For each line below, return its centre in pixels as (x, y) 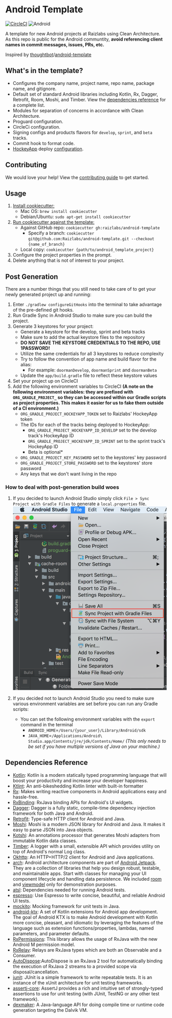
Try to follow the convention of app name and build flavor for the (88, 359)
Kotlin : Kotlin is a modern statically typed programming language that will (90, 775)
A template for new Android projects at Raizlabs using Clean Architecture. (83, 33)
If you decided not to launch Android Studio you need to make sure (83, 698)
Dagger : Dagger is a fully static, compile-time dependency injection (84, 808)
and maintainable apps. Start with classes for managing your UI (80, 873)
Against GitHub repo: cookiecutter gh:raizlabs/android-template (90, 228)
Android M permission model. (44, 944)
